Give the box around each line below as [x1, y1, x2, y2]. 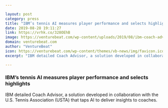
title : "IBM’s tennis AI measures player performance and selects [5, 21, 146, 26]
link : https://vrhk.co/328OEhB [5, 30, 70, 35]
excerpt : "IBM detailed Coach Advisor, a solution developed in [5, 53, 142, 58]
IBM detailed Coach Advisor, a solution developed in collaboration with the [5, 92, 158, 98]
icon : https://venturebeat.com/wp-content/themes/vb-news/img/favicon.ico [5, 48, 164, 54]
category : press [5, 16, 39, 21]
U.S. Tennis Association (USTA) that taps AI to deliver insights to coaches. [5, 97, 157, 103]
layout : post [5, 11, 32, 16]
